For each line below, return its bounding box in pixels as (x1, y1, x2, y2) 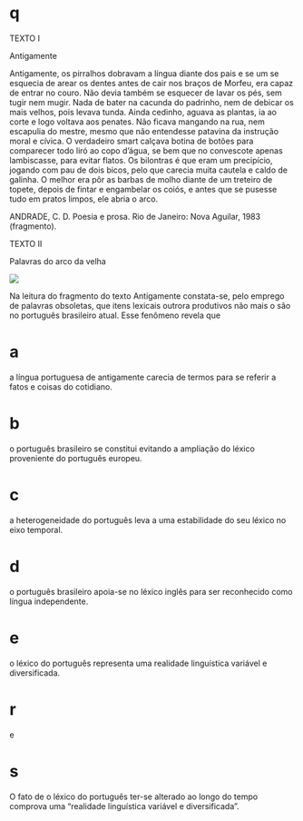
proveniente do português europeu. (9, 452, 142, 463)
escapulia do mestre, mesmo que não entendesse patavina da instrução (9, 125, 279, 136)
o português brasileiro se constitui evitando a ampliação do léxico (9, 443, 256, 454)
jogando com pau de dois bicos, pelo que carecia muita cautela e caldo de (9, 164, 288, 175)
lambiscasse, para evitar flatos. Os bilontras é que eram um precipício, (9, 154, 273, 165)
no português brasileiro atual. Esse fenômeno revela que (9, 310, 220, 321)
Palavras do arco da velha (9, 255, 106, 266)
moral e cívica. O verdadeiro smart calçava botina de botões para (9, 135, 254, 146)
